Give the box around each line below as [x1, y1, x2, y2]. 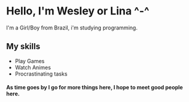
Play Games [14, 57, 45, 64]
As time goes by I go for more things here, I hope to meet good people [6, 84, 183, 91]
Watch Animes [14, 64, 51, 71]
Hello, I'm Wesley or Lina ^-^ [6, 4, 150, 18]
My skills [6, 41, 41, 52]
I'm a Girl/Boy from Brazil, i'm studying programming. [6, 24, 138, 31]
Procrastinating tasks [14, 70, 68, 77]
